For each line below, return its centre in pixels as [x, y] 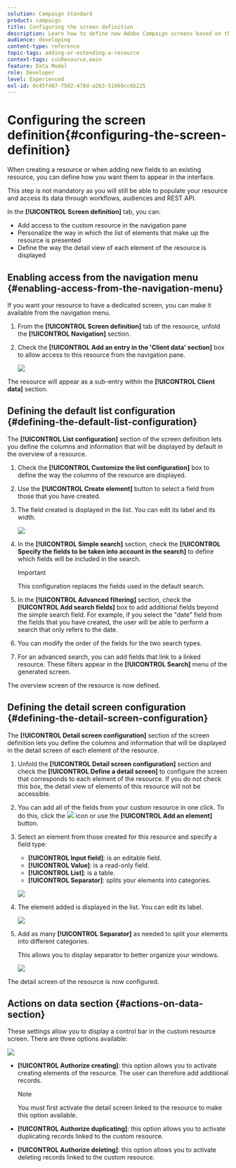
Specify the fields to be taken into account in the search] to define [116, 551]
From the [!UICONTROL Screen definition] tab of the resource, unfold [119, 326]
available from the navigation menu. [59, 313]
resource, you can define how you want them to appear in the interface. [111, 177]
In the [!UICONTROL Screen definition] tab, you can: [84, 212]
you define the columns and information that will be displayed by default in [115, 446]
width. [27, 517]
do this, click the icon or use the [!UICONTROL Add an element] [115, 815]
